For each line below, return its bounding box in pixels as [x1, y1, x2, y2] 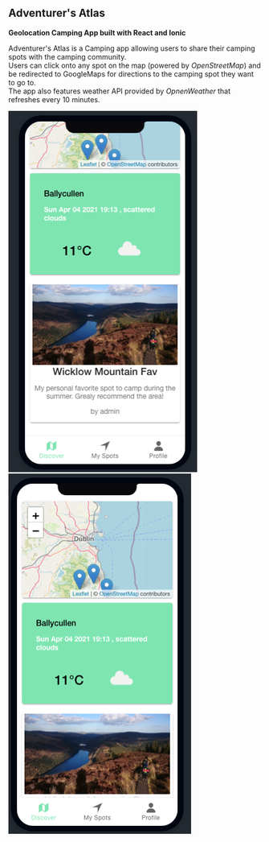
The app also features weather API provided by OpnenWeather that [8, 86, 231, 96]
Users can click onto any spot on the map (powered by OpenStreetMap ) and [8, 60, 261, 70]
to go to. [8, 77, 36, 87]
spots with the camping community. [8, 52, 127, 61]
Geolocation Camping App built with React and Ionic [8, 27, 186, 37]
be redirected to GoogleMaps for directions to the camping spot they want [8, 68, 255, 79]
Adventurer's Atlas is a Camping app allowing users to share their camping [8, 43, 255, 53]
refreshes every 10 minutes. [8, 94, 100, 104]
